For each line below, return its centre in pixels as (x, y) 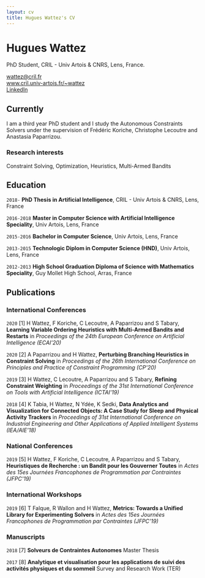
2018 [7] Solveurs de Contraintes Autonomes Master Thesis (83, 550)
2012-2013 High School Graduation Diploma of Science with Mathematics (100, 267)
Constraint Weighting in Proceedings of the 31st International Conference (100, 386)
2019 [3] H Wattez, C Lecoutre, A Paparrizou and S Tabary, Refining (92, 379)
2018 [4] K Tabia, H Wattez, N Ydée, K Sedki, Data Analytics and (88, 404)
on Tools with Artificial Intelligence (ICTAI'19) (63, 393)
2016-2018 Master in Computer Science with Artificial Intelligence (91, 218)
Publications (31, 292)
